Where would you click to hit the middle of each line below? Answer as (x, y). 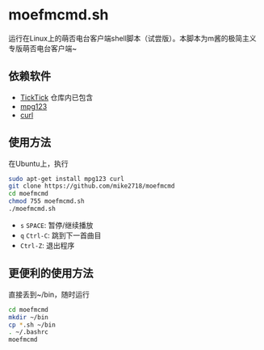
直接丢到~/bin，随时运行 (49, 294)
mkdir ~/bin (28, 317)
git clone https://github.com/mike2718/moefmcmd (92, 186)
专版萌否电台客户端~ (43, 48)
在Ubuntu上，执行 (38, 163)
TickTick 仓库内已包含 (57, 97)
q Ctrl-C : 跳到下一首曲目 (61, 235)
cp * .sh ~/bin (32, 325)
